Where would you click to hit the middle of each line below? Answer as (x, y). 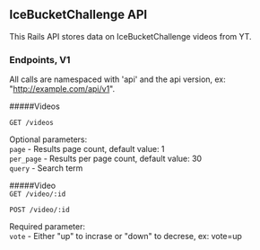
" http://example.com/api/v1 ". (62, 89)
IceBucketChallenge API (78, 15)
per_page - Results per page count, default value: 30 (106, 159)
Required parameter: (47, 227)
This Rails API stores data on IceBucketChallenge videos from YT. (131, 36)
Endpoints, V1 (40, 59)
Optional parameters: (48, 139)
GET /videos (31, 123)
